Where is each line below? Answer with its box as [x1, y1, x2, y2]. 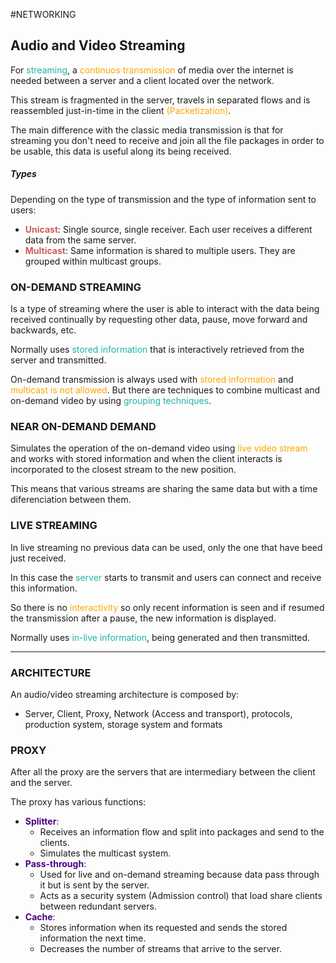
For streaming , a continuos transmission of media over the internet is [10, 64, 294, 76]
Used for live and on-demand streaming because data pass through [39, 869, 320, 881]
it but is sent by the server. [39, 879, 150, 891]
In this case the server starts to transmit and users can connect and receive [10, 571, 322, 583]
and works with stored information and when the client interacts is [10, 453, 283, 465]
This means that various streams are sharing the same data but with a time [10, 483, 318, 495]
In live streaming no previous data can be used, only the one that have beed [10, 541, 323, 553]
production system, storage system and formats [24, 718, 223, 730]
